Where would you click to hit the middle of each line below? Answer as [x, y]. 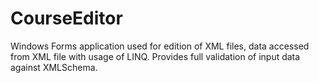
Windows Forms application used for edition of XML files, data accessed [160, 46]
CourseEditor [66, 18]
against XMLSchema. [54, 67]
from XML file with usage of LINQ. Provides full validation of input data [155, 56]
